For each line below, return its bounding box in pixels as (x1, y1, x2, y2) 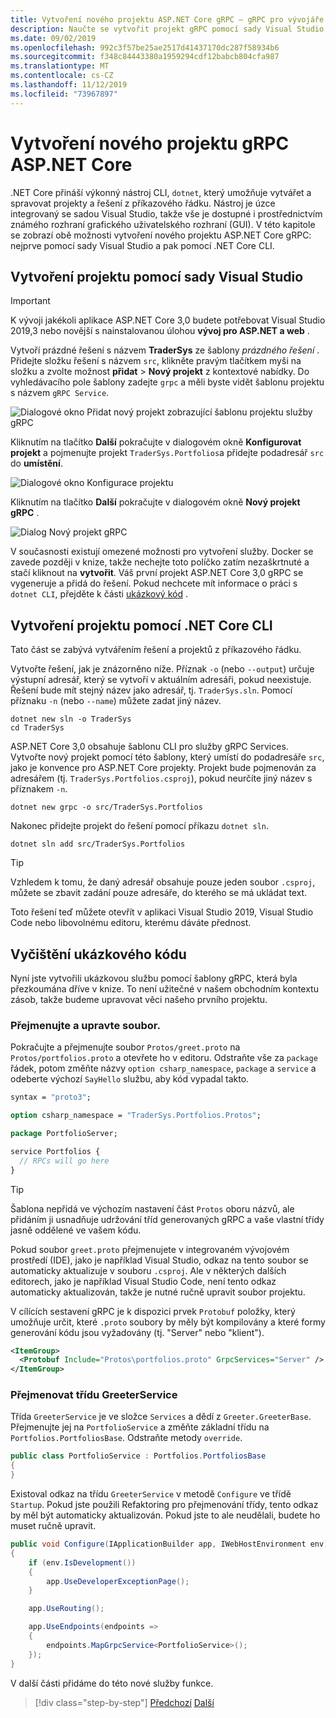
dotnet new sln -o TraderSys (10, 714, 132, 725)
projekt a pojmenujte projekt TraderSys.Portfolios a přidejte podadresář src (10, 447, 325, 459)
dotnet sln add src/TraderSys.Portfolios (10, 839, 186, 850)
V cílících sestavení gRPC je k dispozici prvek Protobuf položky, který (10, 1305, 296, 1317)
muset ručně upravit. (10, 1520, 97, 1532)
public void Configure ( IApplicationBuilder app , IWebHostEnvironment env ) (10, 1539, 329, 1550)
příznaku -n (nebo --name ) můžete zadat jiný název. (10, 695, 222, 707)
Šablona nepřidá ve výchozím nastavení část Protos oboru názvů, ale (10, 1202, 295, 1215)
